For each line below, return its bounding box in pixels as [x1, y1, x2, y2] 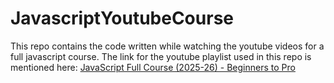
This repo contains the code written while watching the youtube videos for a [10, 40, 325, 52]
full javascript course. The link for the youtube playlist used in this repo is [10, 50, 312, 62]
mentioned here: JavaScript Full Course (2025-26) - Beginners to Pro [10, 61, 296, 73]
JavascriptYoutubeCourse [10, 7, 234, 30]
